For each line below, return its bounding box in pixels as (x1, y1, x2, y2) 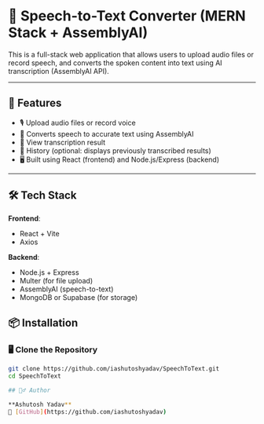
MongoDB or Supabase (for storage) (19, 292, 138, 302)
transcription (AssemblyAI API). (8, 66, 110, 75)
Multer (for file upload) (19, 276, 93, 285)
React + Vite (19, 228, 60, 238)
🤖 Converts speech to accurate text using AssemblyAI (19, 129, 194, 138)
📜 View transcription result (19, 137, 106, 147)
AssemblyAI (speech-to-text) (19, 284, 114, 294)
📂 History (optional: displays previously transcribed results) (19, 145, 212, 155)
